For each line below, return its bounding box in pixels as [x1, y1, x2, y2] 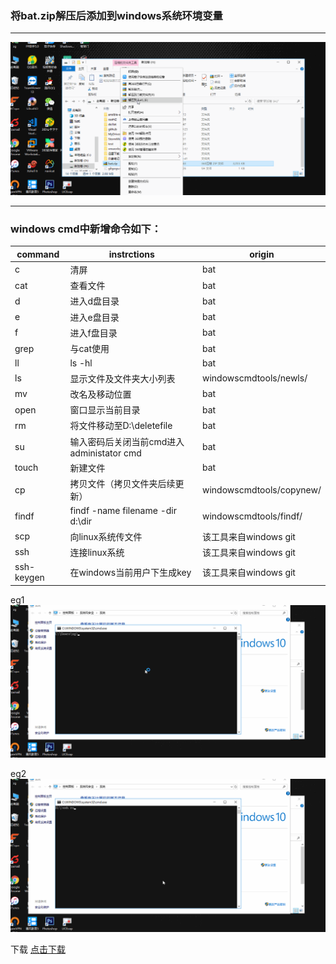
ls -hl [69, 357, 93, 369]
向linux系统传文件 [69, 530, 143, 542]
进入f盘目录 [69, 327, 118, 339]
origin [249, 248, 275, 260]
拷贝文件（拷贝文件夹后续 [69, 478, 176, 490]
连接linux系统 [69, 546, 125, 558]
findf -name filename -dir [69, 505, 177, 517]
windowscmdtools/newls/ [201, 372, 308, 384]
